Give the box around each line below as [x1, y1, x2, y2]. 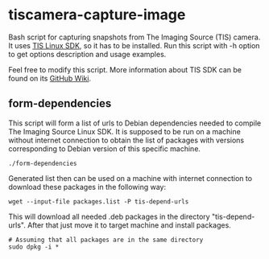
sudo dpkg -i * [8, 243, 60, 251]
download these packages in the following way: [8, 182, 167, 191]
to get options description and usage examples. [8, 49, 167, 59]
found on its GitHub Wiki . [8, 73, 91, 83]
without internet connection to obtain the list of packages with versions [8, 135, 244, 145]
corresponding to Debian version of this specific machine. [8, 143, 201, 154]
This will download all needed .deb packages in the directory [8, 212, 211, 221]
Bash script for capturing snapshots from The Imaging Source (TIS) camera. [8, 32, 261, 42]
